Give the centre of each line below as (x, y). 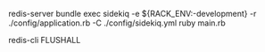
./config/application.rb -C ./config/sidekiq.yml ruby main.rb (117, 23)
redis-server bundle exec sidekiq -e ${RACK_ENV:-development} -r (132, 14)
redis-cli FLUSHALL (45, 40)
